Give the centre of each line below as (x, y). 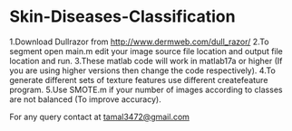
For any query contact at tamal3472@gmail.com (100, 117)
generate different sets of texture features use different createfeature (139, 80)
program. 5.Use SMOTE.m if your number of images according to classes (146, 89)
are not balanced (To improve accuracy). (85, 99)
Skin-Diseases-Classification (122, 17)
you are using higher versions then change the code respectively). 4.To (143, 70)
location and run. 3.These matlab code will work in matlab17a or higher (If (146, 61)
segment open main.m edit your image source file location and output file (146, 51)
